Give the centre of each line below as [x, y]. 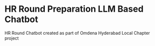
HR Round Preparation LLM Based [74, 9]
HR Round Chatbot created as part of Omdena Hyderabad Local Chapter [77, 33]
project [12, 38]
